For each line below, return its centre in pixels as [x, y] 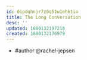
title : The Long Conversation [44, 17]
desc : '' [17, 23]
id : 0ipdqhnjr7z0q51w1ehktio [42, 12]
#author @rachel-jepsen [45, 50]
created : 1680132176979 [36, 34]
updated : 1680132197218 [36, 28]
